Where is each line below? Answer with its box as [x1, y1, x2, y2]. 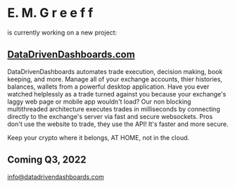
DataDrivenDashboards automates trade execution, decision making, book [7, 67, 223, 75]
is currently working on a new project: [7, 28, 118, 37]
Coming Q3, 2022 [7, 153, 87, 166]
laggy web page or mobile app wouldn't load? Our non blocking [7, 97, 191, 106]
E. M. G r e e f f [7, 5, 94, 21]
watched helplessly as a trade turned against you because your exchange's [7, 89, 227, 98]
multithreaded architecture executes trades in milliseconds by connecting [7, 104, 220, 113]
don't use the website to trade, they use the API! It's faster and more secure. [7, 120, 229, 128]
